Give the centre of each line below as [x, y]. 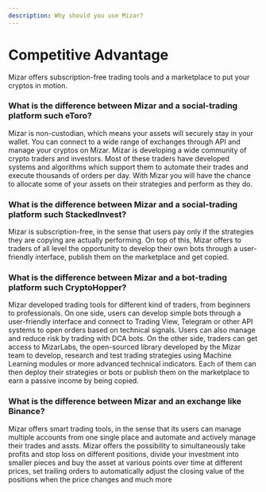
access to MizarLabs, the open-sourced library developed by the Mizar [124, 347]
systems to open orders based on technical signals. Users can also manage [132, 330]
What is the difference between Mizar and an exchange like [125, 401]
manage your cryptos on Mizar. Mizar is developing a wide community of [127, 150]
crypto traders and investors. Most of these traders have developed [119, 158]
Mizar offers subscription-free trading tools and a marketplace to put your [129, 77]
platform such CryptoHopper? [67, 288]
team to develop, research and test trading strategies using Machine [120, 355]
